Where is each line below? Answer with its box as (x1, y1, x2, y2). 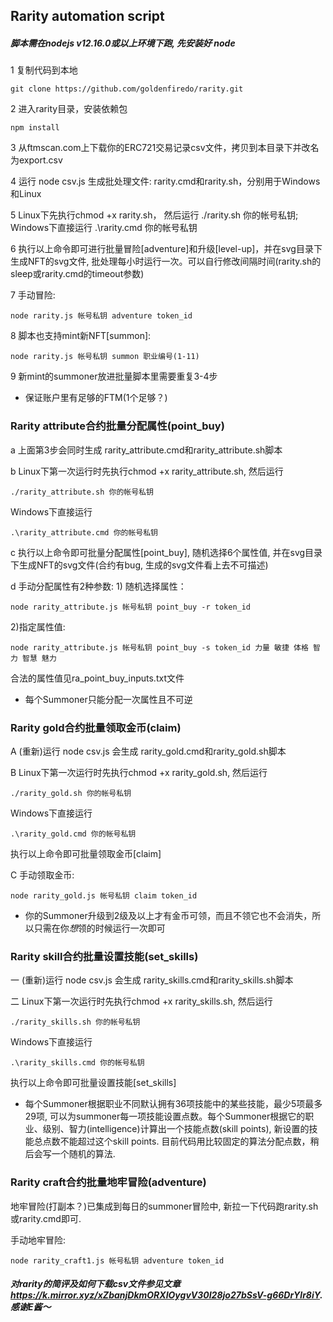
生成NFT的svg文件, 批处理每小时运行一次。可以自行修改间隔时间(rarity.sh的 (10, 255, 322, 268)
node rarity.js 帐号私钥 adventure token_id (10, 311, 193, 321)
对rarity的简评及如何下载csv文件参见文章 (10, 1278, 182, 1290)
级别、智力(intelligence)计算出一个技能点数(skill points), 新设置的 (42, 1123, 310, 1135)
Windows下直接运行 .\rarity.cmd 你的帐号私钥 (10, 222, 198, 234)
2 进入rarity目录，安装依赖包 (10, 103, 128, 115)
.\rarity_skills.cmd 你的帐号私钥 (10, 1058, 145, 1068)
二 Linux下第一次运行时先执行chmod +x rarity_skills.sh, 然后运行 (10, 995, 273, 1008)
